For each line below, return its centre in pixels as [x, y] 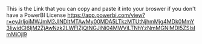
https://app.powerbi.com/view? [106, 15]
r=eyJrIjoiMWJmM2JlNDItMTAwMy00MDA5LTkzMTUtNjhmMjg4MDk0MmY [100, 21]
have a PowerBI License [36, 15]
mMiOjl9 [17, 34]
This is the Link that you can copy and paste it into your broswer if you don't [101, 9]
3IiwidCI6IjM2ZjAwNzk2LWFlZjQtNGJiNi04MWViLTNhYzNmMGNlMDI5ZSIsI [101, 28]
